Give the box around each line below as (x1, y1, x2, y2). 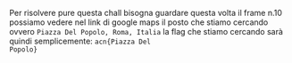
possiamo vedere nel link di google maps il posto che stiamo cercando (9, 17, 269, 28)
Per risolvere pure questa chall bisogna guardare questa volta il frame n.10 (9, 8, 283, 18)
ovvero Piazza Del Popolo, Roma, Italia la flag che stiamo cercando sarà (9, 27, 284, 36)
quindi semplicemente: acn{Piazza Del (9, 35, 152, 46)
